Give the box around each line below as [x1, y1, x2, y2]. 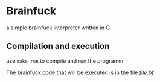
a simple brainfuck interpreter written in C [6, 24, 110, 31]
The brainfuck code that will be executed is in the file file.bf [6, 69, 154, 76]
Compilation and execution [6, 41, 110, 51]
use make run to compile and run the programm [6, 57, 124, 64]
